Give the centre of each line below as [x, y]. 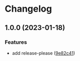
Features [16, 42]
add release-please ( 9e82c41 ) [44, 53]
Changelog [28, 9]
